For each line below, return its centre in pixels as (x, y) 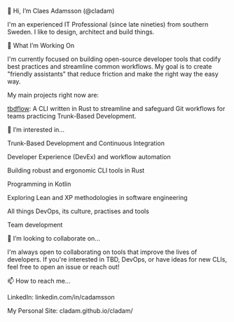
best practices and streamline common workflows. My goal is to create (110, 66)
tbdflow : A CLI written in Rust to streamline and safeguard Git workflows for (116, 108)
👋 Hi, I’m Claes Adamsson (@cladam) (61, 11)
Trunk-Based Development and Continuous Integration (86, 143)
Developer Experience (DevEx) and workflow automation (89, 157)
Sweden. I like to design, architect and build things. (81, 32)
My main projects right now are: (53, 95)
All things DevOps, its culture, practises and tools (78, 211)
